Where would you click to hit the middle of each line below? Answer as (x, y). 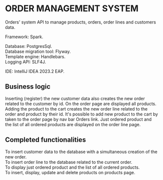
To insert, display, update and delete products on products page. (70, 172)
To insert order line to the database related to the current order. (69, 162)
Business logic (28, 87)
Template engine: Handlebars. (35, 56)
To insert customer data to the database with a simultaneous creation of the (81, 152)
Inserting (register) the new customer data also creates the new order (75, 98)
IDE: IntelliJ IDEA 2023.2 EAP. (35, 71)
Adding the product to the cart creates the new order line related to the (76, 109)
